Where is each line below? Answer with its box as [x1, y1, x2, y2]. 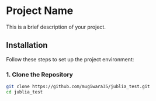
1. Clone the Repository [6, 70, 73, 78]
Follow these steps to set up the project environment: [6, 55, 134, 62]
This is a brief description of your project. [6, 23, 106, 30]
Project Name [6, 4, 74, 18]
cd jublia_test [6, 89, 43, 95]
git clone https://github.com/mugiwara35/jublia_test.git [6, 83, 150, 90]
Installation [6, 40, 48, 50]
